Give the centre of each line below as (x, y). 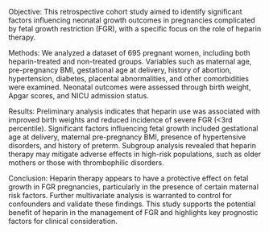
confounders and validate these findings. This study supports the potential (132, 204)
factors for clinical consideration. (63, 221)
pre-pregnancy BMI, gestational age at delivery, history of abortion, (120, 70)
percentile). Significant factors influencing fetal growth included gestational (133, 128)
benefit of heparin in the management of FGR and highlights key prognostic (134, 212)
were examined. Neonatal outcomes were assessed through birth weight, (130, 87)
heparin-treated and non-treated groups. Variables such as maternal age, (130, 61)
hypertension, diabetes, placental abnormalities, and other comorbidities (129, 79)
